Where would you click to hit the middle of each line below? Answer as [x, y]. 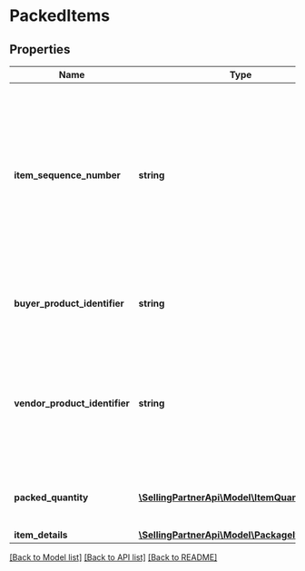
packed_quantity [51, 497]
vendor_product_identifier [72, 403]
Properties [40, 49]
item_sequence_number [67, 175]
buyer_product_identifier [69, 303]
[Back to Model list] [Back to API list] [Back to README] [113, 557]
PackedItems [60, 16]
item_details [41, 535]
